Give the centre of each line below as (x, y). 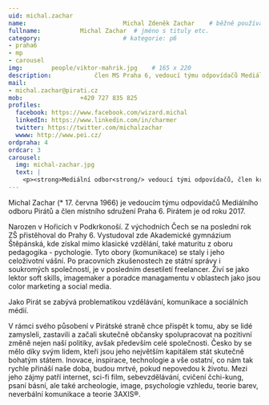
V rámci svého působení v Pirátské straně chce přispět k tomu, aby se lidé (130, 326)
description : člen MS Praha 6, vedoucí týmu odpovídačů (123, 75)
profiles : (25, 105)
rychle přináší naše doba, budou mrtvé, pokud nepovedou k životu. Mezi (128, 368)
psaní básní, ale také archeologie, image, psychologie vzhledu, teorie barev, (133, 385)
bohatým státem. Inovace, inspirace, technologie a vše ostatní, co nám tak (131, 360)
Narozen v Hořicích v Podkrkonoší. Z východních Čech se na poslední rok (130, 226)
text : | (28, 172)
